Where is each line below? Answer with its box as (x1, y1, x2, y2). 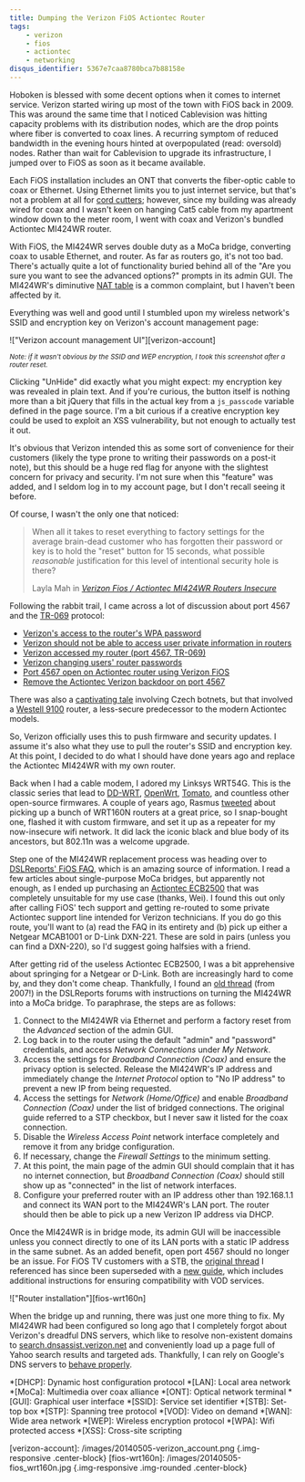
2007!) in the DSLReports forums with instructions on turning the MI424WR (9, 987, 291, 998)
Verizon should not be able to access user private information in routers (22, 637, 292, 648)
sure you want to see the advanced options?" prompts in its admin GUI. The (9, 270, 293, 281)
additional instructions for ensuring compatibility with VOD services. (9, 1275, 265, 1286)
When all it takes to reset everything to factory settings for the (31, 526, 265, 537)
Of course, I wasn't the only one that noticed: (9, 508, 179, 519)
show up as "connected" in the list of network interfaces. (22, 1179, 237, 1191)
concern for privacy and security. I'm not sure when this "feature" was (9, 471, 274, 482)
